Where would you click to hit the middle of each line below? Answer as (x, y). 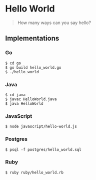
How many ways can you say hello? (54, 23)
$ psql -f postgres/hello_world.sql (43, 149)
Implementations (32, 38)
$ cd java (15, 95)
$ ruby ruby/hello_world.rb (34, 172)
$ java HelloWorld (24, 103)
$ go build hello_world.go (33, 67)
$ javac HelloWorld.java (31, 99)
